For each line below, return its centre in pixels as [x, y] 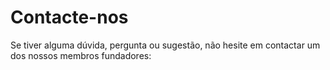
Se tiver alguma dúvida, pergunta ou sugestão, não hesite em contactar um [165, 45]
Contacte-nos [69, 17]
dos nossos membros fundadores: [81, 55]
